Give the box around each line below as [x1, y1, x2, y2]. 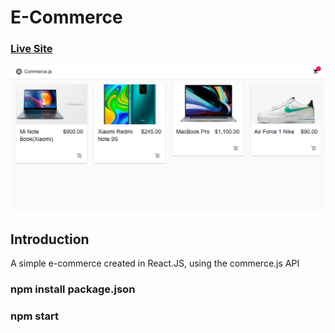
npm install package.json [10, 282, 136, 296]
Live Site [10, 42, 53, 56]
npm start [10, 309, 60, 323]
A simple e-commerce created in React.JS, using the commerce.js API [10, 257, 300, 270]
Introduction [10, 231, 90, 248]
